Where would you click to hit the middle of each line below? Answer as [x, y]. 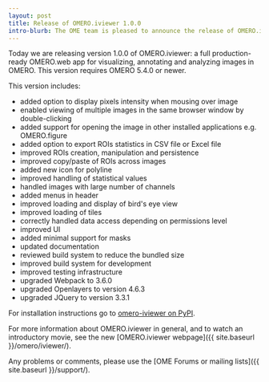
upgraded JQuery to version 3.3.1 [75, 298]
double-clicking [46, 119]
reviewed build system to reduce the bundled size [102, 255]
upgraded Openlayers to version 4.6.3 [82, 289]
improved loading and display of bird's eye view [99, 204]
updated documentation [60, 246]
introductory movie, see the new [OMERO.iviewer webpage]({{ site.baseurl [131, 337]
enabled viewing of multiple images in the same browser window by [132, 110]
